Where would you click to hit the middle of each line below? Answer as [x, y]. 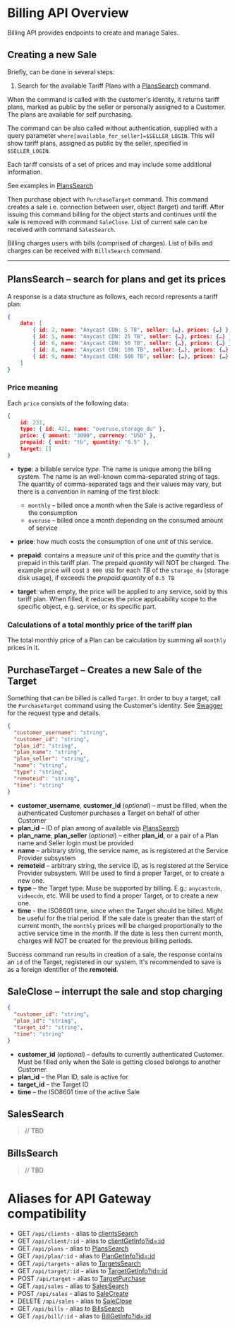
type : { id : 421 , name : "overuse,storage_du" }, [93, 429]
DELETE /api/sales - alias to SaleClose [75, 1301]
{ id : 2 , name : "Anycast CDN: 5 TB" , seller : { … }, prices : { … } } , [132, 330]
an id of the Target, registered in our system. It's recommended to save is [115, 962]
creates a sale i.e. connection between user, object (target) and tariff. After [116, 207]
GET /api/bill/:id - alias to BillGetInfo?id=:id [84, 1316]
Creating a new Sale [52, 55]
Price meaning [33, 388]
